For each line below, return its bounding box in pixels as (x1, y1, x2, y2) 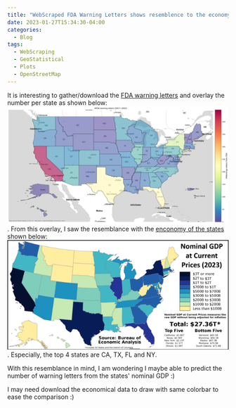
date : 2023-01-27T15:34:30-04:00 (7, 18, 105, 26)
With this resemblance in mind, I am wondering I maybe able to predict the (7, 364, 223, 373)
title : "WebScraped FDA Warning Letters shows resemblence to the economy (7, 11, 231, 18)
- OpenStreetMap (13, 70, 61, 77)
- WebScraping (13, 49, 55, 56)
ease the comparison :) (7, 393, 74, 401)
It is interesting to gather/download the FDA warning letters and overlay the (7, 91, 225, 99)
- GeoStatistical (13, 56, 65, 63)
